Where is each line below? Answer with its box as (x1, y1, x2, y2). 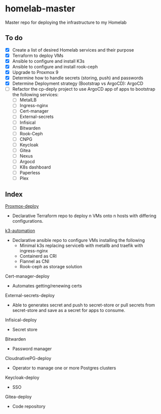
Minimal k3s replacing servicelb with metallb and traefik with (19, 242, 143, 248)
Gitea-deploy (5, 394, 32, 400)
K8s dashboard (19, 164, 51, 170)
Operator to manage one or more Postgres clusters (12, 365, 116, 371)
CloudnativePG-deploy (5, 355, 52, 361)
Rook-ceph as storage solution (19, 264, 82, 269)
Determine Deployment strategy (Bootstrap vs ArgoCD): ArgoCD (12, 80, 144, 87)
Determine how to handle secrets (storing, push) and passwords (12, 75, 143, 81)
